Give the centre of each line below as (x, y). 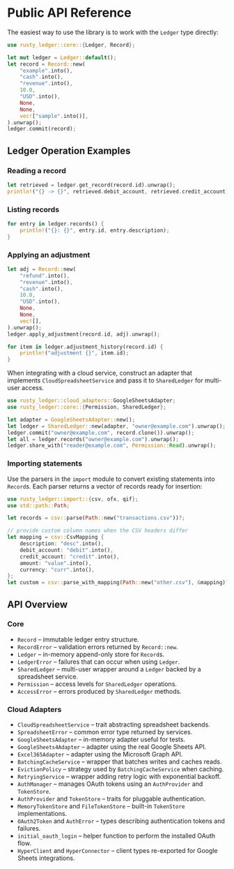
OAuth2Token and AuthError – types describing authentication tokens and (121, 821)
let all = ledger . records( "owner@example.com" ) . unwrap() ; (93, 439)
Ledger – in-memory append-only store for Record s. (91, 654)
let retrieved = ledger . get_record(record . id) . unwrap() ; (92, 185)
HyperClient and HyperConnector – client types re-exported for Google (117, 851)
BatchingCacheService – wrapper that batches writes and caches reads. (119, 762)
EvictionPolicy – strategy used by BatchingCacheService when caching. (120, 769)
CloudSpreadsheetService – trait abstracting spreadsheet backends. (114, 725)
